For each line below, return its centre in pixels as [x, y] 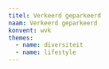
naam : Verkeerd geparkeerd [53, 23]
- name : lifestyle [46, 52]
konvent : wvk [30, 30]
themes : [21, 38]
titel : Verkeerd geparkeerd [55, 15]
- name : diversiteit [49, 45]
